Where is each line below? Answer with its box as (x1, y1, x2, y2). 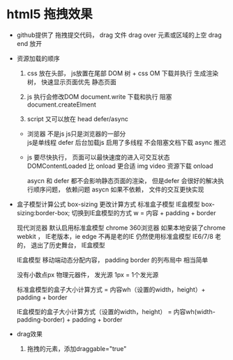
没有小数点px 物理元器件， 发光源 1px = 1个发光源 (16, 270, 158, 279)
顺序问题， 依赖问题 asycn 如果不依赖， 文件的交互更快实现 (33, 185, 204, 194)
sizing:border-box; (16, 208, 70, 217)
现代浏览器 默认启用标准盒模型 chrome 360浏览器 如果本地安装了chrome (16, 224, 226, 232)
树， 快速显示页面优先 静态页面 (27, 77, 116, 86)
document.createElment (27, 100, 97, 109)
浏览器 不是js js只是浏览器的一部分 (27, 130, 126, 138)
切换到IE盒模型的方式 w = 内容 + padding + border (71, 208, 216, 217)
